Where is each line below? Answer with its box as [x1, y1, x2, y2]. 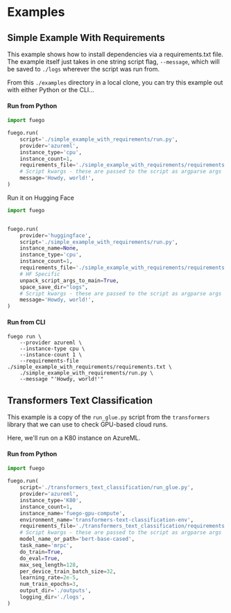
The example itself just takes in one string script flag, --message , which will [7, 58, 220, 66]
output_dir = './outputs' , [19, 587, 92, 594]
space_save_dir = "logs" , [19, 284, 89, 291]
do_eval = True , [19, 555, 60, 562]
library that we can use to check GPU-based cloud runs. [7, 420, 168, 429]
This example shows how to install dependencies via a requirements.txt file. [7, 50, 224, 58]
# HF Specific [19, 270, 60, 277]
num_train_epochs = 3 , [19, 580, 79, 588]
